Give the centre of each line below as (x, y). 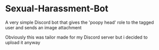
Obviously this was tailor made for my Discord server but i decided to (76, 37)
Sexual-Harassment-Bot (57, 9)
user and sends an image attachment (43, 27)
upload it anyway (23, 42)
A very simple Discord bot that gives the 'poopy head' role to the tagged (79, 22)
